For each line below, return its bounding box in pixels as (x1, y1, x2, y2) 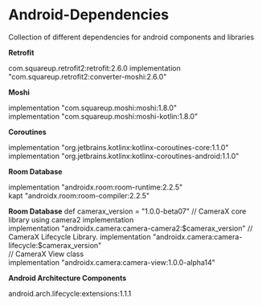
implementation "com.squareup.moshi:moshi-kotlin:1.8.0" (8, 111, 199, 121)
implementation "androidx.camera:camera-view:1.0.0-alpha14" (8, 257, 215, 267)
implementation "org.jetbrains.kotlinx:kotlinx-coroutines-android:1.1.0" (8, 151, 239, 161)
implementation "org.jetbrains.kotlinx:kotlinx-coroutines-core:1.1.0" (8, 142, 229, 152)
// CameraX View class (8, 249, 84, 259)
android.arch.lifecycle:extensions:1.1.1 (8, 288, 132, 298)
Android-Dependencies (8, 6, 170, 24)
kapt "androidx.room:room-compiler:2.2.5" (8, 190, 150, 200)
